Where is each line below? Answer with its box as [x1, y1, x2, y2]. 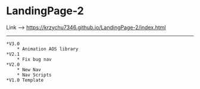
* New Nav [17, 66, 42, 72]
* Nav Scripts [17, 72, 52, 78]
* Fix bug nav [17, 56, 52, 62]
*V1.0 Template [6, 77, 44, 83]
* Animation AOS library [17, 46, 79, 52]
